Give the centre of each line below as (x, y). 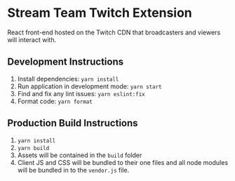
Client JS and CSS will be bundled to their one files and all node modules (123, 162)
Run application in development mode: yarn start (89, 86)
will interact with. (32, 39)
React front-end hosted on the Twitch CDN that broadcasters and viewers (114, 32)
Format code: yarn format (55, 101)
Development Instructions (66, 62)
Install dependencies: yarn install (68, 79)
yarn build (33, 148)
